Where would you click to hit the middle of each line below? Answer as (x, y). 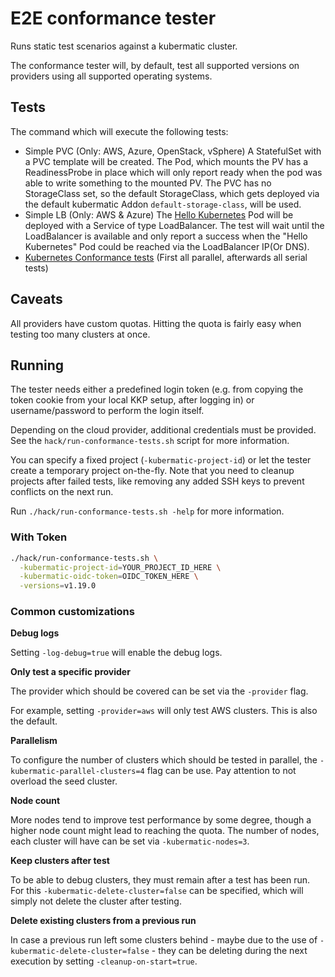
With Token (39, 537)
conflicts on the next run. (62, 492)
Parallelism (34, 741)
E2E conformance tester (113, 18)
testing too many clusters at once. (80, 334)
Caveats (36, 299)
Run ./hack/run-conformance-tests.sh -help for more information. (147, 511)
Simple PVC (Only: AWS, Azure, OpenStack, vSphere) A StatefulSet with (173, 151)
